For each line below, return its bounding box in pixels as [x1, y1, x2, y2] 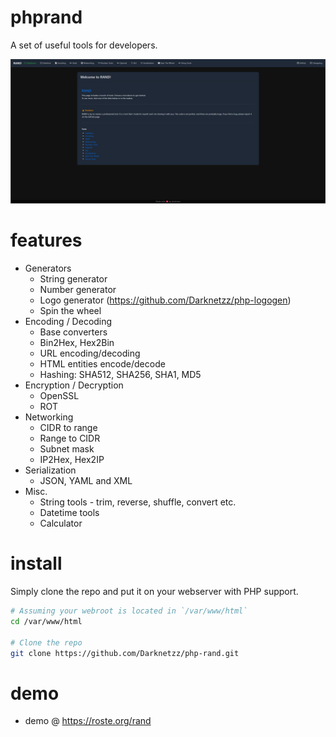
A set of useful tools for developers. [10, 39, 158, 51]
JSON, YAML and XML [39, 475, 133, 487]
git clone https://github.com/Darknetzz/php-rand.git [10, 648, 240, 658]
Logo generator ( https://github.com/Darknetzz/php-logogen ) [39, 294, 292, 306]
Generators [24, 262, 72, 275]
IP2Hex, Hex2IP [39, 454, 105, 466]
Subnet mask [39, 443, 95, 455]
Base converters [39, 326, 108, 338]
